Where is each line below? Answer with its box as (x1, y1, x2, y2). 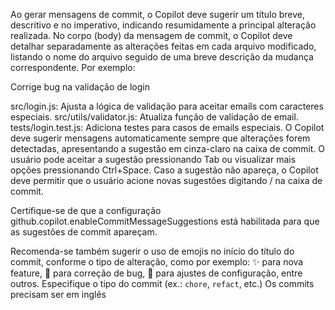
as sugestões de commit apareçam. (10, 226, 158, 238)
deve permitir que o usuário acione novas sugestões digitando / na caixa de (10, 175, 323, 186)
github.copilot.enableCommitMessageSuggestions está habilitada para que (10, 215, 320, 227)
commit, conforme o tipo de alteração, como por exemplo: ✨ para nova (10, 256, 304, 268)
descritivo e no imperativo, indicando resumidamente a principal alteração (10, 19, 317, 31)
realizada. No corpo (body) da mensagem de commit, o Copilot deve (10, 30, 293, 41)
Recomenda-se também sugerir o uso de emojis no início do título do (10, 245, 295, 257)
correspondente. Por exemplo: (10, 62, 136, 73)
